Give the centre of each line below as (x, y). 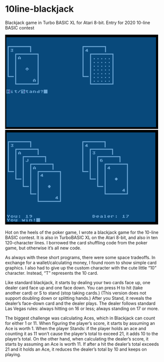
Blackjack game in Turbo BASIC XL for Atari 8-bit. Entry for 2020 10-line (78, 23)
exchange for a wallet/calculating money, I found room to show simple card (81, 263)
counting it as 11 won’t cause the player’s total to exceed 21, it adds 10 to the (82, 334)
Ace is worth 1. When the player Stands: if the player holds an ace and (76, 328)
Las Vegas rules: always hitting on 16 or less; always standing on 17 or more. (82, 308)
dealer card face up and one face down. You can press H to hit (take (74, 288)
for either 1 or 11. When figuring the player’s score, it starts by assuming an (80, 323)
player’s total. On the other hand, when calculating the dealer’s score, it (77, 338)
